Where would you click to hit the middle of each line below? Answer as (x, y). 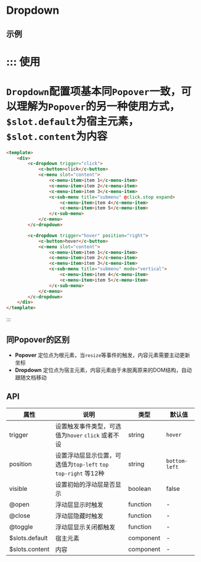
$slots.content (29, 549)
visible (19, 488)
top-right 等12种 (80, 473)
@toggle (21, 527)
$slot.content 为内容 (57, 136)
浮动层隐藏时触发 (79, 516)
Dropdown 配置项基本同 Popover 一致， (94, 91)
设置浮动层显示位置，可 (88, 455)
